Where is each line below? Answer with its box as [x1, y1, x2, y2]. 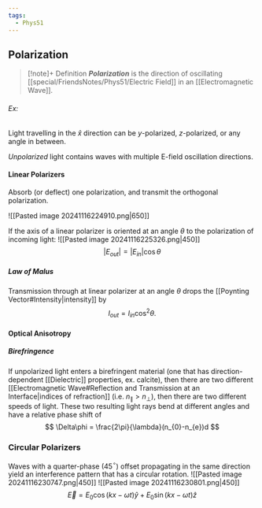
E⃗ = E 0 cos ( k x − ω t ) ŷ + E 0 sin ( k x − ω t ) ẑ [67, 490, 197, 502]
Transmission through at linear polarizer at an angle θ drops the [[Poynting [8, 287, 249, 296]
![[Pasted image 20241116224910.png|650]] [8, 210, 149, 221]
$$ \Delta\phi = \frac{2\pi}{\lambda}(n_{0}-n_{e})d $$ [44, 422, 220, 432]
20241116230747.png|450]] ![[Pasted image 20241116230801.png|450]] [8, 478, 240, 488]
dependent [8, 375, 44, 384]
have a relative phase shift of [8, 410, 102, 420]
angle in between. [8, 136, 67, 146]
